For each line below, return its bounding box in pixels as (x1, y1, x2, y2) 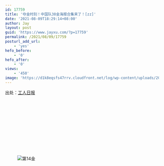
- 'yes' (14, 44, 29, 48)
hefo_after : (5, 57, 29, 62)
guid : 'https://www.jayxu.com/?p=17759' (5, 30, 89, 35)
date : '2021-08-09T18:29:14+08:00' (5, 16, 78, 21)
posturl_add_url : (5, 39, 41, 44)
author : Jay (5, 21, 29, 26)
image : (5, 75, 19, 80)
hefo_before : (5, 48, 32, 53)
